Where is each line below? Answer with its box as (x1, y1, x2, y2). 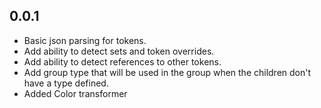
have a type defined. (23, 77, 109, 89)
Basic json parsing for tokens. (23, 34, 147, 46)
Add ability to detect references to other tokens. (23, 55, 222, 68)
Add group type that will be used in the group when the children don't (23, 66, 312, 78)
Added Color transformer (23, 87, 128, 99)
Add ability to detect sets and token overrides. (23, 45, 215, 57)
